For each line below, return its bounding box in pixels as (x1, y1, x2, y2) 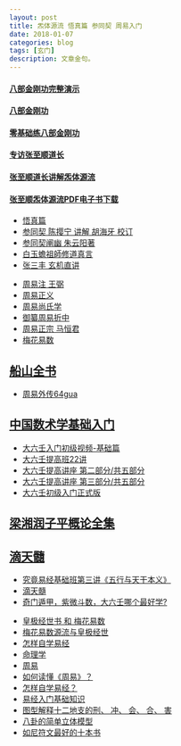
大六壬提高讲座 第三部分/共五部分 (21, 476, 145, 486)
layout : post (9, 12, 58, 22)
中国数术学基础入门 (9, 417, 115, 433)
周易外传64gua (21, 388, 78, 399)
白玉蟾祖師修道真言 (21, 249, 94, 260)
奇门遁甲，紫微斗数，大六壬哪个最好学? (21, 597, 168, 607)
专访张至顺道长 (9, 149, 64, 161)
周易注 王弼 (21, 278, 64, 290)
